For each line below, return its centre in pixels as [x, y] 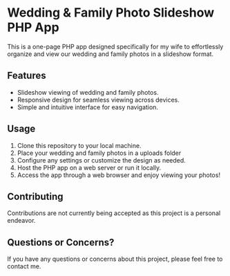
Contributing [35, 196]
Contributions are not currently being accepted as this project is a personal [114, 213]
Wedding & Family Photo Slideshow [111, 13]
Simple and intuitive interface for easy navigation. [88, 107]
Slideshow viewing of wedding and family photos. [88, 92]
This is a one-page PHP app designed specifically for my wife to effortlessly [115, 46]
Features [27, 76]
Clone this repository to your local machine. [79, 145]
